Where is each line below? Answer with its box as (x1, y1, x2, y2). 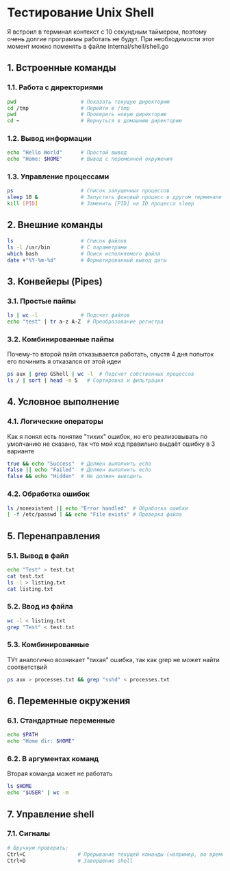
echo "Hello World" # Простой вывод (7, 149, 127, 156)
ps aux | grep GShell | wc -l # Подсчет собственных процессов (7, 371, 194, 378)
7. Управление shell (7, 808, 94, 820)
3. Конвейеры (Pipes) (7, 275, 103, 287)
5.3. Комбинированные (7, 640, 90, 650)
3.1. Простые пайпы (7, 296, 77, 306)
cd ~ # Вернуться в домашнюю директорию (7, 117, 183, 124)
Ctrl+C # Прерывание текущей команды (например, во (7, 850, 207, 858)
